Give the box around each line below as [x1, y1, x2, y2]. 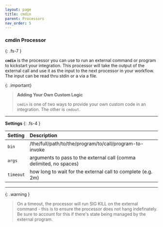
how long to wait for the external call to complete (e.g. [30, 168, 153, 175]
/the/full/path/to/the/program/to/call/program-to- [30, 140, 144, 147]
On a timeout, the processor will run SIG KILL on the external [16, 201, 138, 207]
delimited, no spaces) [30, 160, 79, 167]
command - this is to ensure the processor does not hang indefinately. [16, 206, 158, 212]
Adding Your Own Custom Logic [16, 92, 83, 97]
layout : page [5, 7, 32, 12]
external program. [16, 216, 53, 222]
